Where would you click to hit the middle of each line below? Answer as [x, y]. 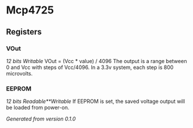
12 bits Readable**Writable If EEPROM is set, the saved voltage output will [96, 101]
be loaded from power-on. [38, 108]
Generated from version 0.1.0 [41, 119]
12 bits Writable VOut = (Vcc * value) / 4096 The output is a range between [96, 61]
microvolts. [20, 73]
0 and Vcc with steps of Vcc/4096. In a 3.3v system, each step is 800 [90, 67]
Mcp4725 [30, 10]
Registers [24, 32]
